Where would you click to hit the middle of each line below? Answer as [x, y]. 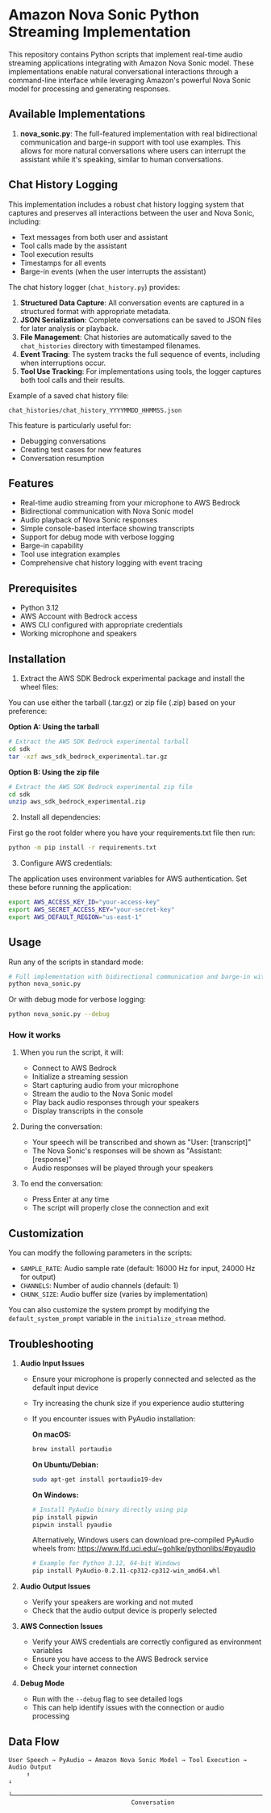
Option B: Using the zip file [54, 772]
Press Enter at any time [71, 1199]
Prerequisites [43, 588]
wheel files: [39, 687]
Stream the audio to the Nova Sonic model [102, 1094]
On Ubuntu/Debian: [65, 1464]
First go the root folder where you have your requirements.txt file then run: [132, 833]
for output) [38, 1277]
